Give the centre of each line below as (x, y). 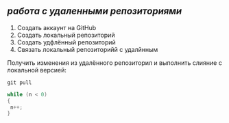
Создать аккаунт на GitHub (57, 27)
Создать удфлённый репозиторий (67, 42)
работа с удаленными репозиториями (95, 11)
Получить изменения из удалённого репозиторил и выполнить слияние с (115, 63)
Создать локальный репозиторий (66, 35)
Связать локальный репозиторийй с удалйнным (87, 49)
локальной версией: (37, 70)
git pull (20, 82)
